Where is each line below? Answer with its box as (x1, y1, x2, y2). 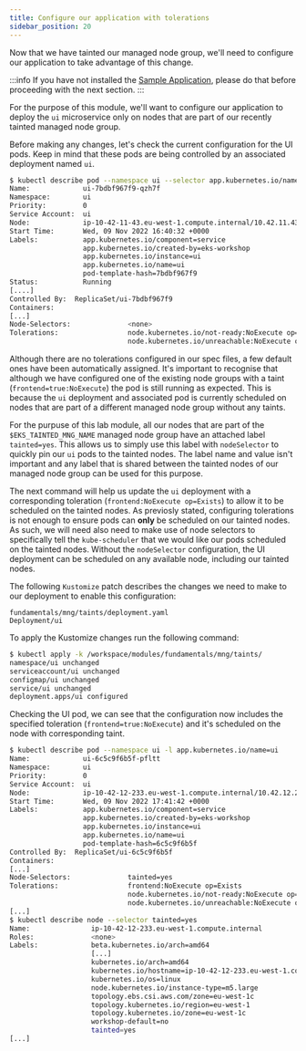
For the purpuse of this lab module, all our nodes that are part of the (9, 420, 265, 430)
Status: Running (9, 277, 112, 286)
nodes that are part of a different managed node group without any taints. (9, 402, 286, 412)
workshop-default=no (90, 1017, 169, 1026)
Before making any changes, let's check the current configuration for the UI (9, 139, 293, 150)
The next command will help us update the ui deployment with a (9, 485, 251, 496)
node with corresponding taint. (9, 728, 126, 739)
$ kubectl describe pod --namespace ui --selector (9, 175, 206, 185)
